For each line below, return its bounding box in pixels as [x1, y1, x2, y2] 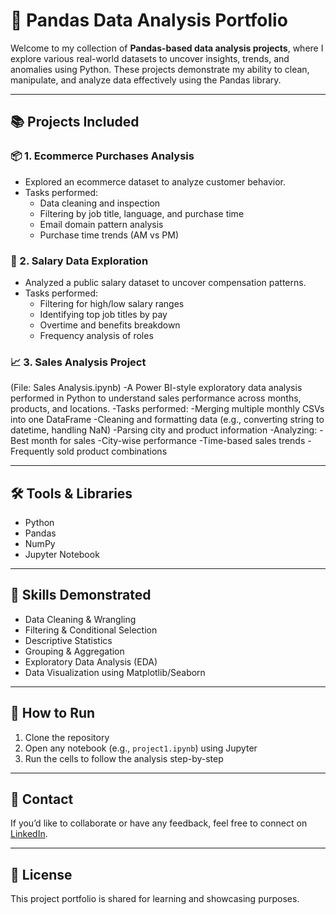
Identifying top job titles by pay [39, 308, 168, 320]
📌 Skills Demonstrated [10, 587, 152, 604]
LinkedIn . [10, 828, 48, 840]
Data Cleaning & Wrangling [24, 613, 137, 625]
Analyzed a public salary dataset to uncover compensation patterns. [24, 276, 307, 288]
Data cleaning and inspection [39, 197, 161, 209]
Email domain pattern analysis [39, 218, 164, 230]
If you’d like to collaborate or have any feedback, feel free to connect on [10, 817, 308, 829]
